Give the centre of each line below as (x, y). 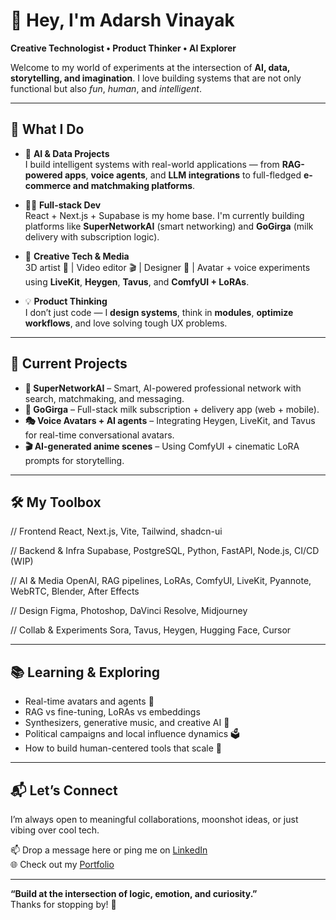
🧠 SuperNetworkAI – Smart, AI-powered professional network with (163, 388)
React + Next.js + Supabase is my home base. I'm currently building (164, 215)
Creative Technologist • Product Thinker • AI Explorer (123, 48)
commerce (48, 185)
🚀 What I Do (47, 129)
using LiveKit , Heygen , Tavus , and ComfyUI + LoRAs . (137, 281)
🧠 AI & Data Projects (67, 153)
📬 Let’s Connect (64, 790)
